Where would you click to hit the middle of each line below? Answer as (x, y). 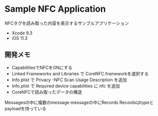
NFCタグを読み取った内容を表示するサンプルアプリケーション (67, 23)
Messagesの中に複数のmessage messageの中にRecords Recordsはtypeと (79, 102)
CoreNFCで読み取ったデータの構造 (47, 92)
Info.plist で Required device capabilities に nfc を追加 (66, 86)
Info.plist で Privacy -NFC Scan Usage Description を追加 (69, 80)
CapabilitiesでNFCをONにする (42, 68)
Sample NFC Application (55, 9)
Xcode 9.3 (22, 33)
